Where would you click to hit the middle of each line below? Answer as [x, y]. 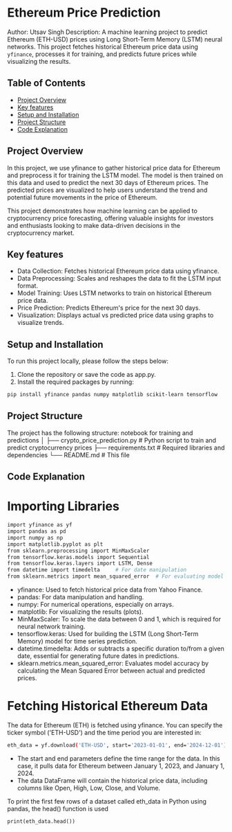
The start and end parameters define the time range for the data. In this [118, 758]
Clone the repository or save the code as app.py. [87, 375]
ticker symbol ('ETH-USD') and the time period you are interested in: [105, 733]
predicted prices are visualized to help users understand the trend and [107, 190]
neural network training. [51, 627]
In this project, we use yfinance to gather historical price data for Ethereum [114, 168]
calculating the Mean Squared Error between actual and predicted [111, 671]
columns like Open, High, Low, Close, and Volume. [89, 788]
